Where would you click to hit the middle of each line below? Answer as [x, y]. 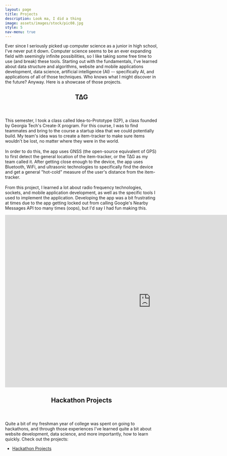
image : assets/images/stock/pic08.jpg [44, 23]
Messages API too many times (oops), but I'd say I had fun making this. [76, 208]
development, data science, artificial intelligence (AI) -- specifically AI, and [80, 72]
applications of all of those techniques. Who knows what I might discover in [81, 77]
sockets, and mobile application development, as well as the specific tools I [80, 193]
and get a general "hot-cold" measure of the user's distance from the [74, 172]
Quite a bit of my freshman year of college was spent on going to [70, 423]
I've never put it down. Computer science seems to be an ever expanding [78, 51]
